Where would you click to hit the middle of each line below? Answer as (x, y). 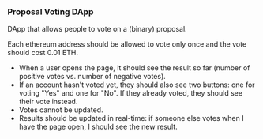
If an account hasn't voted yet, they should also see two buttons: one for (137, 85)
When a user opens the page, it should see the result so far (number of (134, 68)
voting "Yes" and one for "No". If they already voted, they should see (130, 93)
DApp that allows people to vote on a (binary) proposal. (97, 29)
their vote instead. (48, 102)
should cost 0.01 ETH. (43, 53)
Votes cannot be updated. (61, 110)
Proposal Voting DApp (51, 12)
